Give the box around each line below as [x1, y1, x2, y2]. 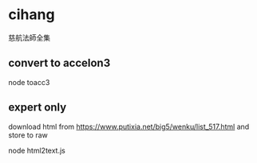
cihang [8, 6, 55, 24]
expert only [8, 101, 67, 114]
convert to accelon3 [8, 56, 111, 70]
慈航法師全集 [8, 33, 50, 42]
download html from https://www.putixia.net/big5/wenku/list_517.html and [8, 122, 250, 131]
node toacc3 [8, 77, 50, 87]
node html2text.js [8, 146, 65, 155]
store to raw [8, 130, 48, 140]
